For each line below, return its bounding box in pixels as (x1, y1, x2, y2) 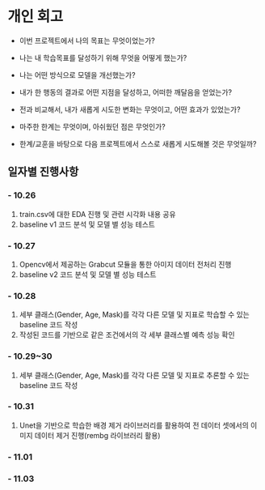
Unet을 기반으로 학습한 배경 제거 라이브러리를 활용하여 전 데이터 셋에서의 (19, 420, 250, 430)
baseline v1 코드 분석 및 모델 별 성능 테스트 (19, 219, 155, 229)
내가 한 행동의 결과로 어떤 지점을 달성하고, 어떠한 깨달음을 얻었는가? (19, 87, 232, 97)
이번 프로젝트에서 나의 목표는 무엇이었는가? (19, 36, 155, 45)
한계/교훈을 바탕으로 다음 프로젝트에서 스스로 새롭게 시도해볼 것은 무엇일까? (19, 138, 257, 148)
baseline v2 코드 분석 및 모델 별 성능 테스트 (19, 269, 157, 279)
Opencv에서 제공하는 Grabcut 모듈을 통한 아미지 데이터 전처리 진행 (19, 259, 232, 269)
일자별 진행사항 (7, 165, 79, 179)
